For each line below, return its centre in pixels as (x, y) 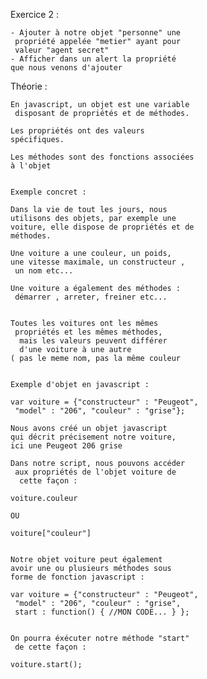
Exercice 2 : (34, 14)
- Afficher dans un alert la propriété (93, 59)
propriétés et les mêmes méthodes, (88, 332)
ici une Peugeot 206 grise (66, 446)
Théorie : (29, 86)
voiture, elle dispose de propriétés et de (102, 227)
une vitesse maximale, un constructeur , (98, 262)
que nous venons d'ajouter (66, 68)
